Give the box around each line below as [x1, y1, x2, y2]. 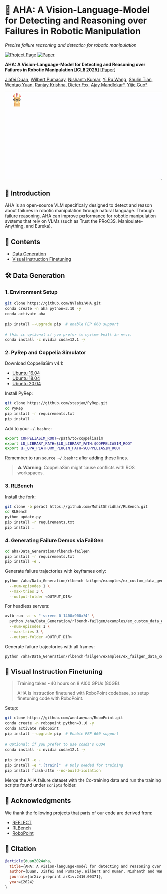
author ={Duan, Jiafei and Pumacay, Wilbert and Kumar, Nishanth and [9, 869, 155, 874]
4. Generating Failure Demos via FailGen [5, 537, 104, 544]
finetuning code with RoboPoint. [17, 695, 83, 701]
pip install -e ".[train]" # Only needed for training [5, 763, 123, 768]
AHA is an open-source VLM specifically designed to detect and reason [5, 202, 152, 208]
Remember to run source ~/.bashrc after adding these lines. [5, 455, 128, 461]
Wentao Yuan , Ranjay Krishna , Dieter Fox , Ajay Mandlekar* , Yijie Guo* [5, 82, 148, 88]
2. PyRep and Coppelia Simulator [5, 349, 86, 356]
